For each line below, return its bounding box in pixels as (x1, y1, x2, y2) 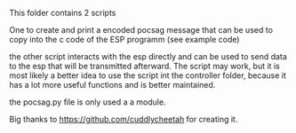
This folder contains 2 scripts (9, 8, 116, 18)
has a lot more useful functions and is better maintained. (9, 80, 216, 90)
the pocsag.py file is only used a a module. (9, 97, 166, 107)
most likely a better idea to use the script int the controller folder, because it (9, 70, 286, 81)
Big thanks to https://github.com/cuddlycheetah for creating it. (9, 114, 238, 124)
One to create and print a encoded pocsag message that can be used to (9, 25, 274, 35)
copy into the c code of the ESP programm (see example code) (9, 35, 240, 44)
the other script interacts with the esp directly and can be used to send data (9, 51, 287, 61)
